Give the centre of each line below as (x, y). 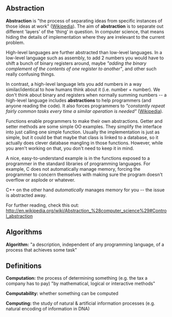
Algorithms (24, 232)
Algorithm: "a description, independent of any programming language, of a (85, 244)
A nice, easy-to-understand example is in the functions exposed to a (78, 158)
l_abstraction (19, 216)
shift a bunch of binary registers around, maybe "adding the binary (76, 63)
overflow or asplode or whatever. (41, 180)
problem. (15, 42)
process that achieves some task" (41, 250)
